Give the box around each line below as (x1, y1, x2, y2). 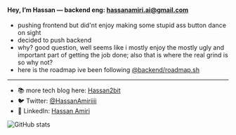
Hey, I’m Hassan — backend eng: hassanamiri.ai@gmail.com (7, 6, 188, 14)
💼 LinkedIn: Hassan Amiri (17, 107, 90, 115)
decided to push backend (17, 36, 92, 45)
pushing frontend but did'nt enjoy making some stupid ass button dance (17, 21, 227, 29)
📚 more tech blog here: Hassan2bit (17, 86, 121, 94)
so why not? (17, 58, 53, 66)
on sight (17, 29, 41, 37)
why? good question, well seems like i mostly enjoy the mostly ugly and (17, 43, 225, 52)
